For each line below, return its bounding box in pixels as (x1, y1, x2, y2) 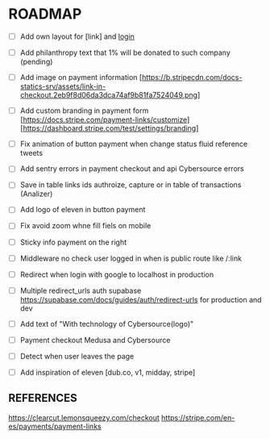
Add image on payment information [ (19, 73, 143, 82)
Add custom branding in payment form (19, 106, 149, 115)
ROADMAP (8, 5, 82, 23)
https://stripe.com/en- (160, 412, 235, 422)
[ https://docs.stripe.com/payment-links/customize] (19, 115, 190, 125)
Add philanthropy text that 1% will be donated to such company (19, 48, 231, 57)
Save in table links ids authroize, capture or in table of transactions (19, 180, 242, 190)
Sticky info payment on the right (19, 237, 127, 247)
